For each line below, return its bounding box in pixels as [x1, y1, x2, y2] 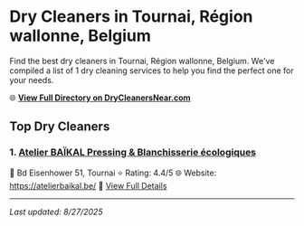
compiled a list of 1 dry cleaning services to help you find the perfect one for [9, 65, 294, 76]
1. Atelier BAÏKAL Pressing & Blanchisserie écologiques [9, 146, 256, 159]
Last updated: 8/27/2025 [9, 206, 103, 217]
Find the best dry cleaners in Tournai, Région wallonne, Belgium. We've [9, 55, 275, 66]
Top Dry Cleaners [9, 119, 110, 135]
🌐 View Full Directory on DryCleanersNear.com [9, 92, 192, 103]
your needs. [9, 74, 54, 85]
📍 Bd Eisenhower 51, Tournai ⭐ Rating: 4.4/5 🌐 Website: [9, 167, 217, 178]
